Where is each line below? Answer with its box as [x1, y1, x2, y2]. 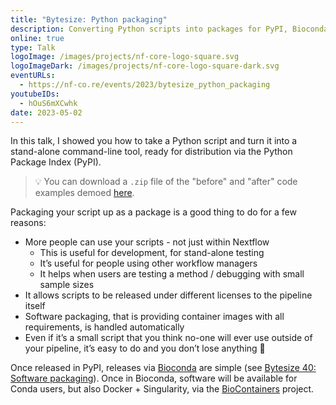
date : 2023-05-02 [10, 107, 83, 118]
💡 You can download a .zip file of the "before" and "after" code [34, 176, 298, 188]
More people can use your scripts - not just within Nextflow [24, 236, 270, 248]
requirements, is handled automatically [24, 321, 185, 333]
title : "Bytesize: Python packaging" [10, 14, 168, 25]
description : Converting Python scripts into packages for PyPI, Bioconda [10, 24, 329, 34]
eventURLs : [10, 71, 56, 81]
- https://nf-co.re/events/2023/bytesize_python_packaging [19, 80, 271, 90]
